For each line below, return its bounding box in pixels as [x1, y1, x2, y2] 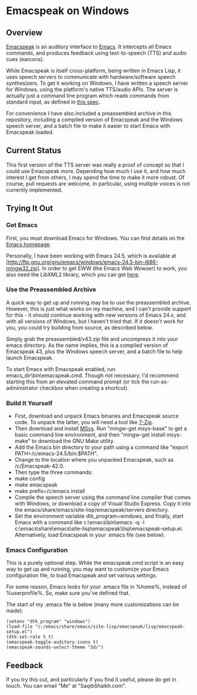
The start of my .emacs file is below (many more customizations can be [6, 601, 179, 608]
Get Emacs [6, 221, 38, 229]
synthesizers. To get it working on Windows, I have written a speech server [6, 80, 188, 87]
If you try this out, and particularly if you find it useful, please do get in [6, 676, 176, 683]
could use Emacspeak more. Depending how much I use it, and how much [6, 167, 186, 174]
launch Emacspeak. [6, 354, 54, 361]
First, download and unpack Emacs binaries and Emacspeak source [14, 412, 179, 419]
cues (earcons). [6, 56, 45, 62]
